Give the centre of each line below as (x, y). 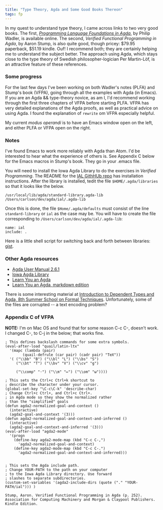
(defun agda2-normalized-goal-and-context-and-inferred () (66, 419)
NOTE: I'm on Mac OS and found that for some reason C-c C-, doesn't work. (82, 328)
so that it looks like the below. (35, 186)
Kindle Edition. (21, 504)
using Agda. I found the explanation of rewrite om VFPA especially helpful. (80, 113)
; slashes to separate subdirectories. (45, 478)
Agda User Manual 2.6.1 (36, 269)
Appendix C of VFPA (30, 317)
